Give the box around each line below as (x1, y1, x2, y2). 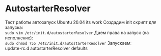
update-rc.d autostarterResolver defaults (5, 45, 88, 51)
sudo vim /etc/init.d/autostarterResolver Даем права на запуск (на (5, 29, 149, 35)
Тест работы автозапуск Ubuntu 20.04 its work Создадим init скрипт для (5, 19, 157, 25)
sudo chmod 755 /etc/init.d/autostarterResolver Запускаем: (5, 40, 132, 46)
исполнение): (5, 35, 33, 41)
